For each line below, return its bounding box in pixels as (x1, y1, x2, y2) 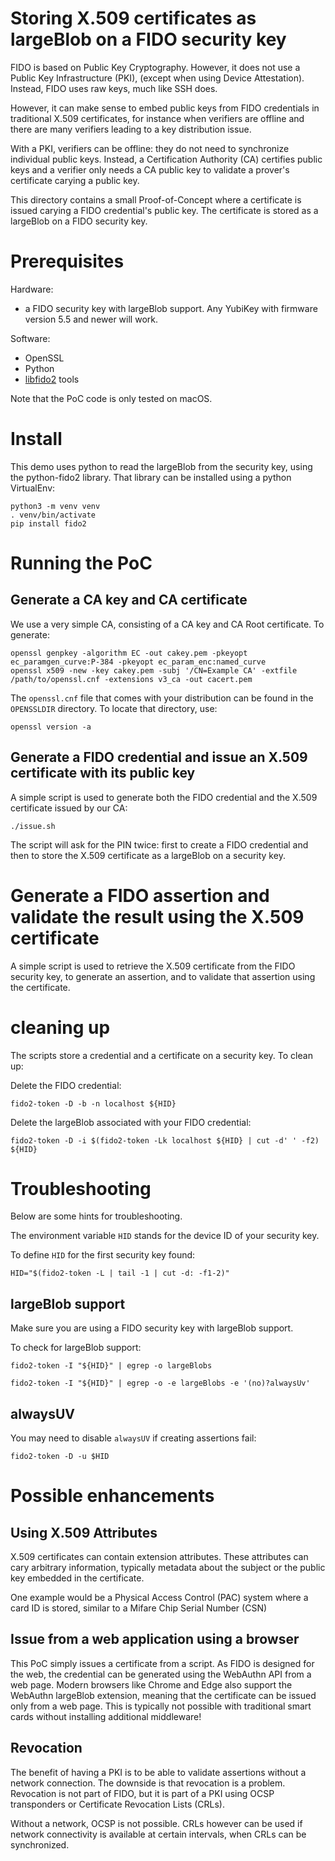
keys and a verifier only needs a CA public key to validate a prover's (10, 163, 290, 176)
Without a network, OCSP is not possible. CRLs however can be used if (10, 1817, 303, 1829)
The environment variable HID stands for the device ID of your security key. (10, 1230, 320, 1242)
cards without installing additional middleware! (10, 1710, 202, 1722)
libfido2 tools (24, 373, 80, 385)
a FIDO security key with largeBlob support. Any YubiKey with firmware (24, 302, 318, 314)
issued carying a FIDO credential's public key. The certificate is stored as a (10, 204, 319, 216)
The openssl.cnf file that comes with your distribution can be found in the (10, 692, 314, 704)
